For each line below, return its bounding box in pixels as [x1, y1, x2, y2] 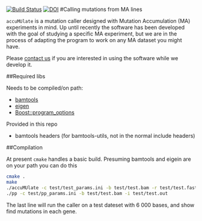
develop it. [6, 61, 32, 68]
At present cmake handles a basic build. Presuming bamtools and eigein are [6, 155, 191, 163]
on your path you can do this [6, 162, 78, 169]
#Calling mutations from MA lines [60, 6, 142, 13]
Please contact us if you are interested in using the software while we [6, 55, 179, 61]
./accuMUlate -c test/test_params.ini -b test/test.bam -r [6, 184, 158, 191]
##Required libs [6, 73, 46, 79]
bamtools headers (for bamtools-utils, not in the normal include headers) [14, 132, 195, 139]
